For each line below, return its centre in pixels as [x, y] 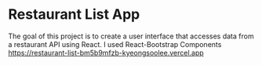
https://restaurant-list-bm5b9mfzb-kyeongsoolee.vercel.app [106, 52]
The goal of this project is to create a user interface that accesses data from [131, 36]
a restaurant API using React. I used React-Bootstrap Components [115, 44]
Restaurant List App [74, 14]
